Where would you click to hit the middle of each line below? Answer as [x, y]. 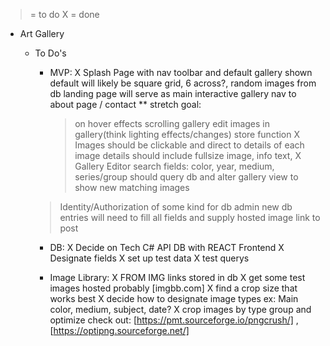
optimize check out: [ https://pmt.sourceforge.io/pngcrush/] [171, 320]
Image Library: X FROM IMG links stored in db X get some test [177, 277]
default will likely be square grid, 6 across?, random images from [183, 83]
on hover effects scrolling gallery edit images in [172, 123]
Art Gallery [42, 33]
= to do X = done [64, 14]
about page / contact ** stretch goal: [125, 104]
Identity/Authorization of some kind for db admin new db [176, 207]
